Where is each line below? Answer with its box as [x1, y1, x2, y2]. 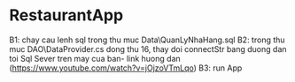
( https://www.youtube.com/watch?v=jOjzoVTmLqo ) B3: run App [9, 63, 243, 73]
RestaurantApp [9, 5, 124, 26]
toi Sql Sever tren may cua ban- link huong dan [9, 53, 182, 63]
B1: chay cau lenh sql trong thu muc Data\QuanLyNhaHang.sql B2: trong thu [9, 34, 285, 45]
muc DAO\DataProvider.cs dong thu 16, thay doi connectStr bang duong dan [9, 43, 287, 54]
